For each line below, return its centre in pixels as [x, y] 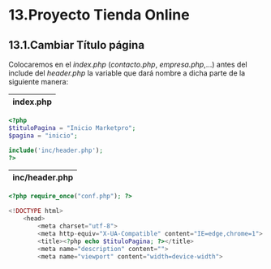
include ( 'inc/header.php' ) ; [56, 150]
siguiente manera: [39, 82]
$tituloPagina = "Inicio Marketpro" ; [72, 128]
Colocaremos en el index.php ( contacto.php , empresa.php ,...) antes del [128, 64]
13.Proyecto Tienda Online [99, 15]
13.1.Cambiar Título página [76, 45]
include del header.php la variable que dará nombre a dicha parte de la [127, 73]
